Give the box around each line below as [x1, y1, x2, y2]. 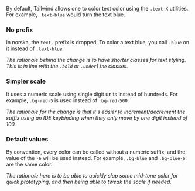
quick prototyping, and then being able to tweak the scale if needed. [6, 178, 172, 185]
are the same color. [6, 161, 53, 168]
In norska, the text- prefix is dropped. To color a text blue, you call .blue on [6, 39, 189, 46]
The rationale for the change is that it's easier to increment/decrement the [6, 108, 186, 115]
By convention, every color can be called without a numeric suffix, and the [6, 148, 186, 155]
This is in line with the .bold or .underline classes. [6, 62, 129, 70]
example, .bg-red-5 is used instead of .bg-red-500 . [6, 96, 129, 104]
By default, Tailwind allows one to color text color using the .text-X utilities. [6, 5, 189, 12]
